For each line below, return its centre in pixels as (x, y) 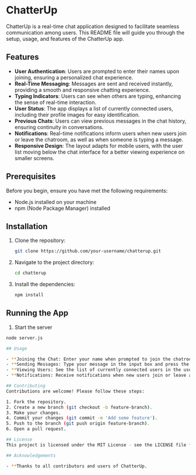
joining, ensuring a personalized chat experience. (74, 77)
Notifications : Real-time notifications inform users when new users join (100, 133)
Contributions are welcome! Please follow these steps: (75, 391)
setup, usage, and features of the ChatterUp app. (65, 39)
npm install (29, 295)
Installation (27, 226)
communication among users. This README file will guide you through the (95, 32)
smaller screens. (34, 158)
